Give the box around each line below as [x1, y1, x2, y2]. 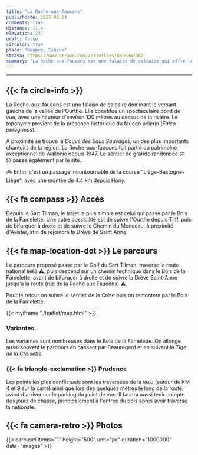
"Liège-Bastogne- [141, 168, 185, 175]
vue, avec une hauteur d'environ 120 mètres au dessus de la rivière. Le [6, 113, 178, 121]
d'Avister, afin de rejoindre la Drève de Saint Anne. [6, 229, 128, 236]
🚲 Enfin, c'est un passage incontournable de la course [6, 168, 140, 175]
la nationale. [6, 403, 36, 411]
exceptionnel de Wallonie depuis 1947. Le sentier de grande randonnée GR [6, 150, 185, 157]
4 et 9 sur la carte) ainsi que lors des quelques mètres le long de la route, [6, 385, 184, 392]
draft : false [6, 36, 38, 42]
